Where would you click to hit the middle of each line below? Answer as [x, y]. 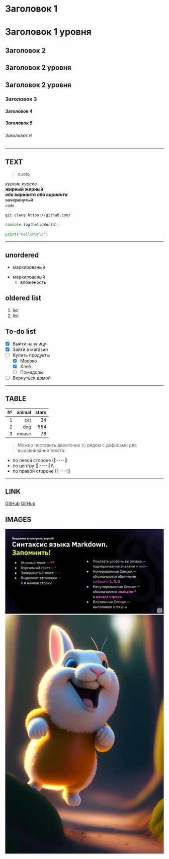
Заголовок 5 [19, 123]
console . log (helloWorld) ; [32, 225]
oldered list [23, 298]
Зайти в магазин [30, 349]
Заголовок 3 [21, 99]
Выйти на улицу [29, 343]
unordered [22, 255]
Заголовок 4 [19, 111]
